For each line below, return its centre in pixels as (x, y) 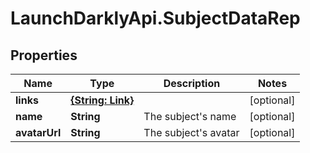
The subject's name (190, 116)
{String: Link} (102, 100)
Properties (44, 55)
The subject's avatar (191, 132)
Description (192, 83)
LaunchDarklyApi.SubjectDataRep (155, 18)
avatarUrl (38, 132)
